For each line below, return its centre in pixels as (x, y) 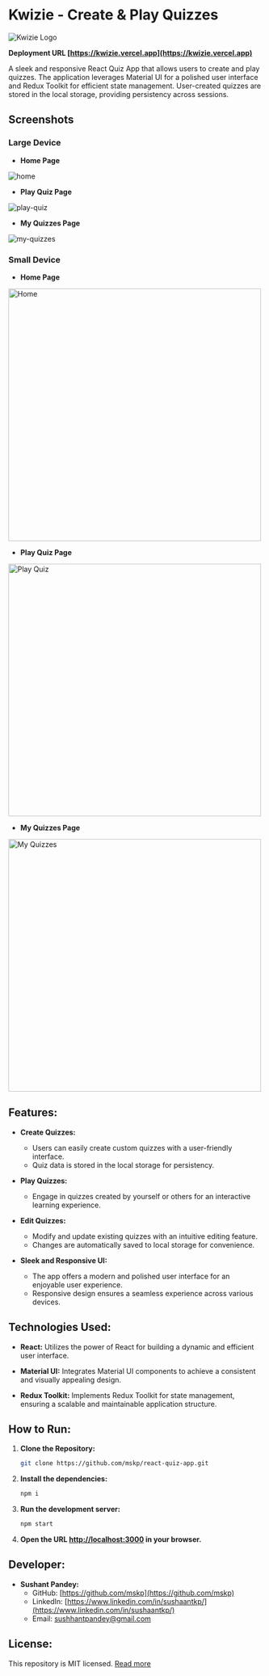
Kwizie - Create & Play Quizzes (113, 15)
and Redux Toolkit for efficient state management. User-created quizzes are (135, 86)
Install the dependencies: (63, 1479)
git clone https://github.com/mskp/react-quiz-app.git (114, 1463)
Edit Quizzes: (43, 1220)
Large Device (35, 143)
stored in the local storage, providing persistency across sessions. (118, 94)
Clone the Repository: (57, 1449)
